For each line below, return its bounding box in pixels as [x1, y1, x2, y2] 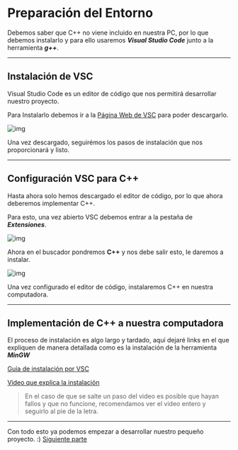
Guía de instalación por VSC [7, 364, 90, 373]
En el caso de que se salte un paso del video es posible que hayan [24, 392, 220, 400]
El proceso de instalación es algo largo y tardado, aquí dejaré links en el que [7, 336, 229, 345]
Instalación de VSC [7, 71, 93, 83]
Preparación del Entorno [7, 5, 154, 21]
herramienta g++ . [7, 43, 59, 52]
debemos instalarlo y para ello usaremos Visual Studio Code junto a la [7, 35, 214, 44]
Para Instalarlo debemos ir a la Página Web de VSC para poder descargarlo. [7, 110, 229, 119]
